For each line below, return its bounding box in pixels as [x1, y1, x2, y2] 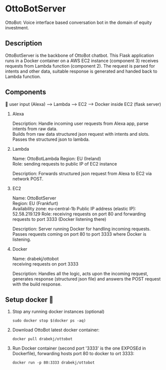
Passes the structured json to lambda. [12, 136, 90, 142]
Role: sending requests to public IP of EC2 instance [12, 161, 117, 167]
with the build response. [12, 281, 62, 287]
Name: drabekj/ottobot [12, 256, 59, 262]
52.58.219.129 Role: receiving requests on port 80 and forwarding [12, 211, 146, 217]
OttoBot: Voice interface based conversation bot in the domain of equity [5, 19, 152, 25]
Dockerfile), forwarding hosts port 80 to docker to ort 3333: [12, 351, 135, 357]
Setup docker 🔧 [5, 295, 54, 304]
